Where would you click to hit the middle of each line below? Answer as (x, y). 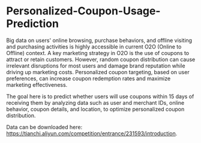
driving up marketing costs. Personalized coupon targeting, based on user (98, 72)
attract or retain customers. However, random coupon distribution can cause (101, 59)
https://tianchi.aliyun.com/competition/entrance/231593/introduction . (92, 133)
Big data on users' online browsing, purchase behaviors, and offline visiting (99, 40)
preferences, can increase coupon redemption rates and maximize (88, 78)
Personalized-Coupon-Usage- (83, 11)
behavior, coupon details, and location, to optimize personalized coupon (95, 109)
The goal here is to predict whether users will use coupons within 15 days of (100, 96)
